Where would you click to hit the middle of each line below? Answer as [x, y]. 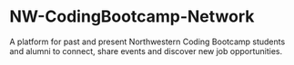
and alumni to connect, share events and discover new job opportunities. [146, 51]
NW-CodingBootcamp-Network [132, 17]
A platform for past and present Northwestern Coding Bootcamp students [147, 42]
